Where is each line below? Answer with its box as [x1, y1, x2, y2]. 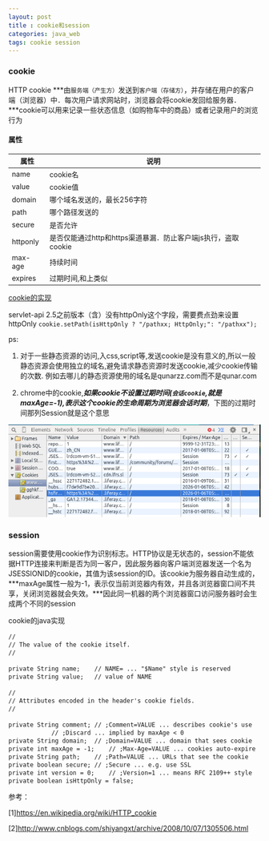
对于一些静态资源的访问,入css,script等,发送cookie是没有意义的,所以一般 [19, 351, 256, 360]
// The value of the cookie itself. [8, 641, 130, 649]
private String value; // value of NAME [8, 673, 152, 681]
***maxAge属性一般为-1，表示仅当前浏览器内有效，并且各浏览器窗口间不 [8, 578, 249, 588]
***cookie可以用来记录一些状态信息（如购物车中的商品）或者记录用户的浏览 [8, 105, 259, 115]
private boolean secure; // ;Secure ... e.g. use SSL [8, 761, 192, 769]
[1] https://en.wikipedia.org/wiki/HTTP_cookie [8, 807, 158, 817]
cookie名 [49, 169, 79, 179]
